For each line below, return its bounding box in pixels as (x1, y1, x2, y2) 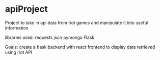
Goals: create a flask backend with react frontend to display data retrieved (5, 44, 156, 50)
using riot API (5, 49, 32, 55)
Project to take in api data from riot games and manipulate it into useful (5, 20, 149, 26)
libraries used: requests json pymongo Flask (5, 34, 95, 40)
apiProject (5, 3, 48, 15)
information (5, 25, 28, 30)
